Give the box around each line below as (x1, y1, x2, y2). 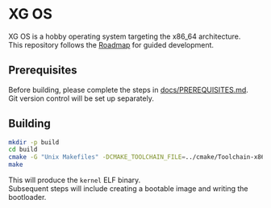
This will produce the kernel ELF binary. (8, 175, 141, 185)
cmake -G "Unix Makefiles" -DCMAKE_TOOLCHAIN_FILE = (8, 153, 186, 161)
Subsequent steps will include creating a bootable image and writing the (8, 184, 248, 193)
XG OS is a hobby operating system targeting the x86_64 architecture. (8, 31, 241, 41)
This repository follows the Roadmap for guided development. (8, 40, 215, 49)
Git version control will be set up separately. (8, 94, 155, 103)
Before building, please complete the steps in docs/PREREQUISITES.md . (8, 85, 248, 94)
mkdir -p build (8, 138, 60, 146)
